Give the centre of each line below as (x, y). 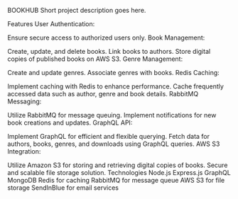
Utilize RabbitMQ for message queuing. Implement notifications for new (112, 115)
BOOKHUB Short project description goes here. (77, 10)
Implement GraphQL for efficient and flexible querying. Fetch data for (109, 136)
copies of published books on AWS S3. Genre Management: (95, 59)
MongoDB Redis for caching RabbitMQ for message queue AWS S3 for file (116, 180)
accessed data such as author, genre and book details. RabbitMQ (103, 94)
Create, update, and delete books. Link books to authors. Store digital (109, 51)
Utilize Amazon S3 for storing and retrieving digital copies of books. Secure (118, 165)
